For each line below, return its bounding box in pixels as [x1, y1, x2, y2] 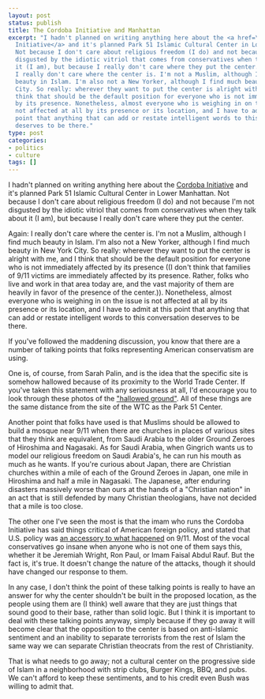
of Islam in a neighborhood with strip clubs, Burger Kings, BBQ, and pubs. [8, 665, 248, 675]
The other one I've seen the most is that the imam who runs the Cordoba [8, 517, 244, 526]
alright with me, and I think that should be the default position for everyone [8, 254, 251, 264]
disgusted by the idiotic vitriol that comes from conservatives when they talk [8, 205, 256, 215]
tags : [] [8, 159, 37, 167]
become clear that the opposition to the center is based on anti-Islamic [8, 625, 239, 634]
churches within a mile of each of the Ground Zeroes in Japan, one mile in [8, 468, 248, 478]
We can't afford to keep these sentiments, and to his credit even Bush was [8, 673, 250, 683]
